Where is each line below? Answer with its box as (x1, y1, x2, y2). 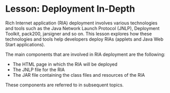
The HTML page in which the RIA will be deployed (12, 61, 118, 67)
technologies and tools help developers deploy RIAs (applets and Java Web (5, 36, 164, 42)
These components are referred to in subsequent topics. (5, 82, 124, 88)
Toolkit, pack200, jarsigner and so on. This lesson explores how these (5, 30, 152, 37)
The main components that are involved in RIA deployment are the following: (5, 51, 165, 57)
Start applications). (5, 41, 45, 47)
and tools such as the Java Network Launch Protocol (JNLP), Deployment (5, 25, 160, 31)
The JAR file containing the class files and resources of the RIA (12, 72, 145, 78)
